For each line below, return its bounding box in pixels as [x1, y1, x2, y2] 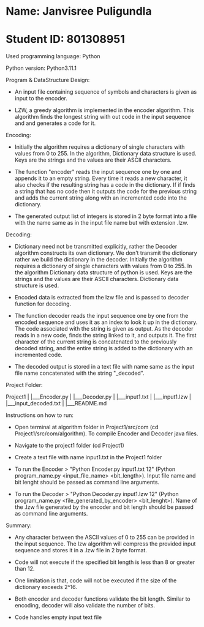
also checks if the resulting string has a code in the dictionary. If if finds [14, 181, 195, 189]
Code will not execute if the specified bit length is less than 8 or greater [14, 558, 195, 566]
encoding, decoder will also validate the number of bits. [14, 602, 156, 609]
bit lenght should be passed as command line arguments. [14, 479, 160, 486]
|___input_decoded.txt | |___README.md [6, 400, 107, 407]
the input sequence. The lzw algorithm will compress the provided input [14, 540, 196, 547]
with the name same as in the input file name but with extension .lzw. [14, 219, 189, 227]
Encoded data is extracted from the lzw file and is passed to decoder [14, 294, 189, 301]
